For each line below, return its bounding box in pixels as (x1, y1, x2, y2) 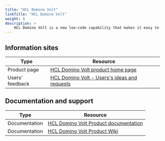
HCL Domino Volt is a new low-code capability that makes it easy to (14, 25, 160, 30)
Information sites (5, 44, 59, 52)
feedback (7, 80, 29, 87)
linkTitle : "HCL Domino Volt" (5, 12, 67, 17)
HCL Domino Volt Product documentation (48, 119, 143, 126)
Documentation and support (5, 97, 93, 105)
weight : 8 (5, 16, 26, 21)
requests (50, 80, 71, 87)
